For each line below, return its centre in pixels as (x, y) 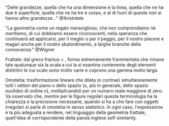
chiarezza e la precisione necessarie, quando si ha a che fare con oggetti (82, 102)
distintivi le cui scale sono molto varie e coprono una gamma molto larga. (82, 70)
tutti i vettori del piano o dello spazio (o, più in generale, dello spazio (77, 85)
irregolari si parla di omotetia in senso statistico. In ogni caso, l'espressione (84, 107)
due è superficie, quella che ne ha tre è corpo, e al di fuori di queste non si (83, 13)
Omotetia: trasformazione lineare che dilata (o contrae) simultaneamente (81, 80)
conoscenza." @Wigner (30, 50)
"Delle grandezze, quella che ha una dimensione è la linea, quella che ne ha (84, 7)
